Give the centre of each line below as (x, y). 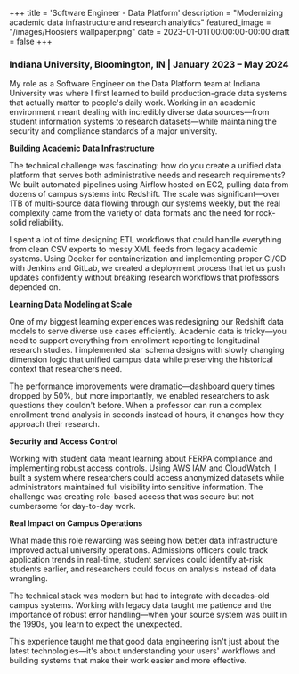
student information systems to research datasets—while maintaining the (143, 122)
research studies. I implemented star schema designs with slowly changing (147, 350)
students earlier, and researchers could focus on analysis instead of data (143, 569)
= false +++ (31, 41)
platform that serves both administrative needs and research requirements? (148, 175)
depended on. (35, 287)
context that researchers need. (66, 369)
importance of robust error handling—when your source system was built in (148, 615)
